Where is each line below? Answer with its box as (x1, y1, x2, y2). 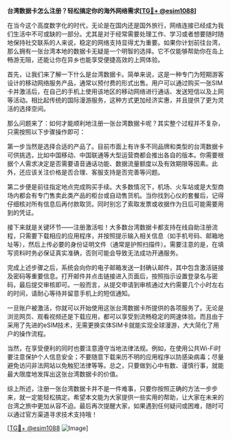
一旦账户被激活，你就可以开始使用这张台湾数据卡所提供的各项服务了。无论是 (7, 304, 224, 312)
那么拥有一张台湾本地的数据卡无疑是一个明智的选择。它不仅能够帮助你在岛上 (7, 47, 224, 55)
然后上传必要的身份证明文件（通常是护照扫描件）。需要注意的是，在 (27, 240, 218, 248)
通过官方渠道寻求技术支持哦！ (12, 410, 98, 418)
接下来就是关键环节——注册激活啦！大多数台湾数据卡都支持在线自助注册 (7, 223, 212, 231)
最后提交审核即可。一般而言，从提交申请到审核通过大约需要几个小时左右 (19, 281, 224, 289)
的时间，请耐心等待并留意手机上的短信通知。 (7, 289, 134, 297)
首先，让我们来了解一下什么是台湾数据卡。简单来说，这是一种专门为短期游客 (7, 70, 224, 78)
